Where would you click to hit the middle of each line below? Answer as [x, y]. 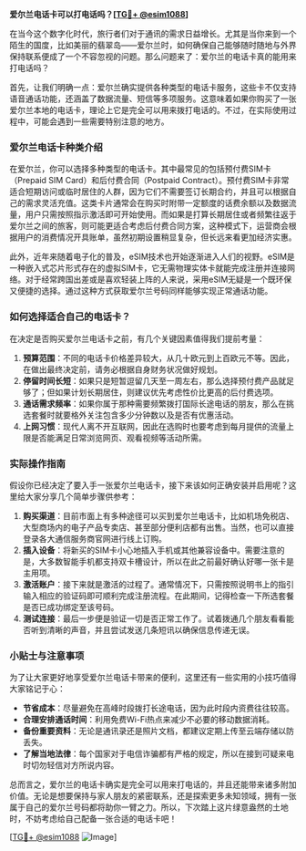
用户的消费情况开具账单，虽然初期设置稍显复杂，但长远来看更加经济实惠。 [157, 237]
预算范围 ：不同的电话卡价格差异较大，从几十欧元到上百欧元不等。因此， [158, 358]
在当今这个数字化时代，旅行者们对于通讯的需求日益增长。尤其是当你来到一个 [153, 34]
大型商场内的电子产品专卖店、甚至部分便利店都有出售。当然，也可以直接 [158, 527]
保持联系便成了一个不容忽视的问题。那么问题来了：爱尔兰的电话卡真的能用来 [153, 57]
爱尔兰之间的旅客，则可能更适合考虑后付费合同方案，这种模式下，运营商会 [149, 226]
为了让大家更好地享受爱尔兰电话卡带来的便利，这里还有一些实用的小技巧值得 [153, 678]
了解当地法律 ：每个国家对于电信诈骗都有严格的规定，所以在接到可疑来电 [158, 754]
